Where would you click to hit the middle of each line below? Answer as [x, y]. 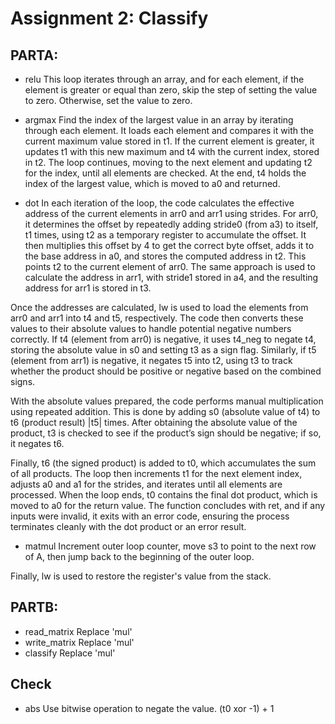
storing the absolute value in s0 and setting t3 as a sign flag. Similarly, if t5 [163, 350]
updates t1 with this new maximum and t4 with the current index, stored [172, 151]
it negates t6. [37, 443]
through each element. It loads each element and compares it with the [169, 130]
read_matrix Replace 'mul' [78, 631]
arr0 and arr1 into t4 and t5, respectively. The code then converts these [157, 318]
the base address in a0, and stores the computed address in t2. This [165, 256]
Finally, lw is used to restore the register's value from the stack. [141, 576]
